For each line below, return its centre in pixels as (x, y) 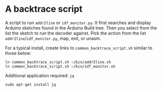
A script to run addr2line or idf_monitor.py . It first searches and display (78, 23)
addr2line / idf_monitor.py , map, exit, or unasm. (53, 38)
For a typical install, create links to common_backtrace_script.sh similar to (79, 48)
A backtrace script (44, 9)
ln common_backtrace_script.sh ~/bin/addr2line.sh (58, 62)
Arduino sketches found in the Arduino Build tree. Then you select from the (81, 28)
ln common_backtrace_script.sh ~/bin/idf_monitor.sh (60, 66)
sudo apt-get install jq (31, 85)
